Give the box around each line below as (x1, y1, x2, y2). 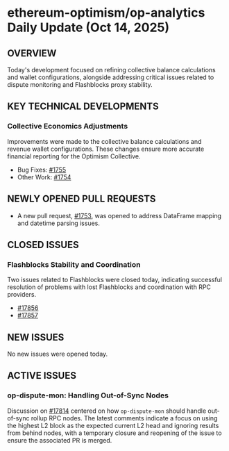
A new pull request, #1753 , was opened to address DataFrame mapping (17, 211, 222, 220)
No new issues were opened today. (7, 350, 108, 358)
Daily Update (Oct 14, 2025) (7, 19, 170, 35)
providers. (7, 290, 37, 299)
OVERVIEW (7, 47, 57, 59)
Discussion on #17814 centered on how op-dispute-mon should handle (7, 407, 207, 415)
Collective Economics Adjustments (7, 122, 128, 131)
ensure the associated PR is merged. (7, 436, 112, 444)
